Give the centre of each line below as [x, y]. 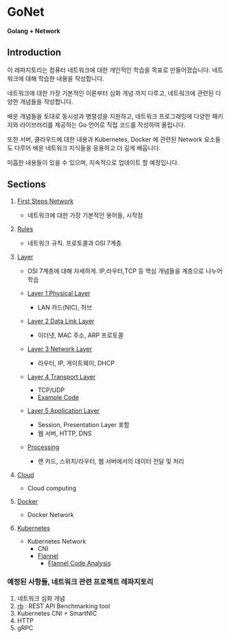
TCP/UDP [51, 390]
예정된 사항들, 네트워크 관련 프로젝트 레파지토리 [80, 582]
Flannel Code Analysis [79, 563]
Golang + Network [34, 31]
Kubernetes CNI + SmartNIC [57, 613]
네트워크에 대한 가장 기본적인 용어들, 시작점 [85, 215]
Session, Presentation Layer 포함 [83, 424]
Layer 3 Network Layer [60, 349]
